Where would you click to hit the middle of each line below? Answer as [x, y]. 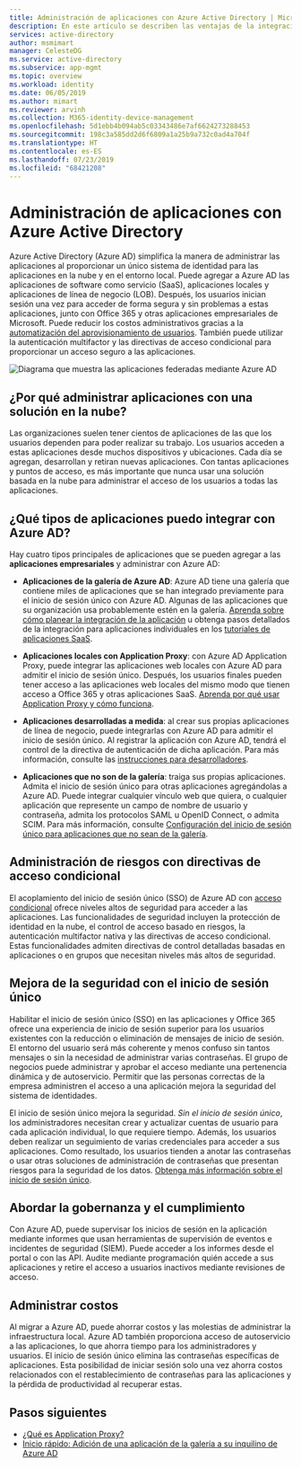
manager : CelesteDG [46, 51]
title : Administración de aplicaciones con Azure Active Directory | [142, 18]
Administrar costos [64, 1305]
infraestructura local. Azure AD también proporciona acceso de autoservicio [150, 1337]
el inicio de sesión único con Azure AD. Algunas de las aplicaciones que [155, 600]
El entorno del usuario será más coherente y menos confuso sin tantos [140, 1047]
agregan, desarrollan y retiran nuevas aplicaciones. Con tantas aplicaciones [149, 462]
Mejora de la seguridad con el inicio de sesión [139, 983]
